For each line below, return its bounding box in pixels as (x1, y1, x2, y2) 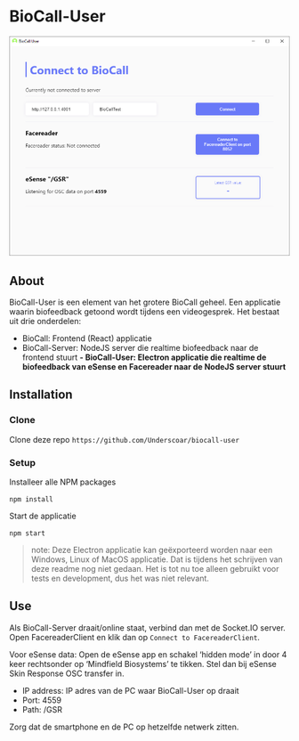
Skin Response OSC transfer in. (9, 668, 125, 679)
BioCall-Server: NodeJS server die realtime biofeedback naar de (21, 342, 259, 353)
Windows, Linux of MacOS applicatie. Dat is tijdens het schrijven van (30, 554, 283, 565)
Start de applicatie (9, 510, 77, 521)
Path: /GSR (21, 704, 62, 714)
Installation (9, 387, 73, 403)
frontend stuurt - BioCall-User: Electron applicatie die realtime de (21, 352, 267, 362)
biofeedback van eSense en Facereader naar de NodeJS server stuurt (21, 361, 287, 371)
